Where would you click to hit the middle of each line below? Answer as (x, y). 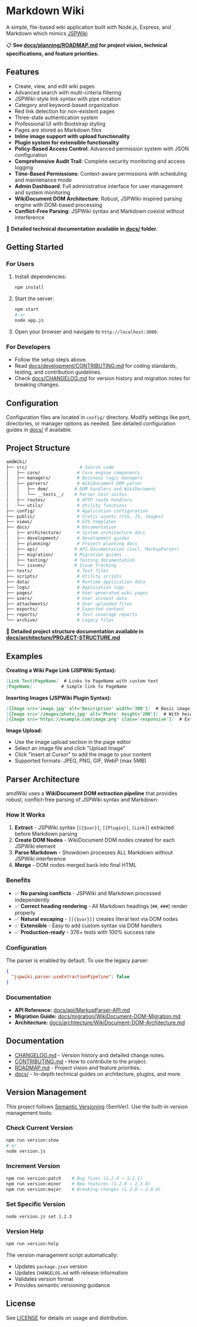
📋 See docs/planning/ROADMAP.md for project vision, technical (87, 45)
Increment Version (33, 1166)
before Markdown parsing (46, 834)
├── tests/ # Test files (57, 571)
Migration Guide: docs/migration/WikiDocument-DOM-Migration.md (97, 1016)
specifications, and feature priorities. (52, 53)
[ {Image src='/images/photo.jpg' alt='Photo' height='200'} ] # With (93, 714)
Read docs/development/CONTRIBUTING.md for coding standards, (96, 366)
